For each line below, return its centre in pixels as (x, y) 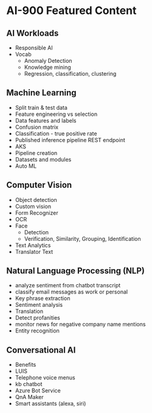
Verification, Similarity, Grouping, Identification (82, 239)
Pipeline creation (36, 153)
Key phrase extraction (43, 298)
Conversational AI (41, 350)
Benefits (26, 365)
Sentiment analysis (39, 305)
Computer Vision (39, 185)
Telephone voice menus (45, 378)
